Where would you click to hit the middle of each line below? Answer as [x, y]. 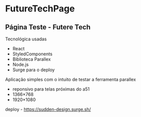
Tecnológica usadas [26, 39]
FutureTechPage [40, 9]
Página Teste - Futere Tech [48, 27]
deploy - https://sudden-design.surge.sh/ [48, 109]
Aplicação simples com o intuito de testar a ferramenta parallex [71, 79]
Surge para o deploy [34, 70]
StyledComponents [32, 54]
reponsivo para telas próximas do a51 [51, 89]
